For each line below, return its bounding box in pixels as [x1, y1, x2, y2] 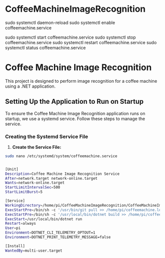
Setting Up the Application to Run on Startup [5, 97, 144, 106]
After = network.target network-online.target [5, 176, 98, 181]
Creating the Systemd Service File [5, 133, 88, 140]
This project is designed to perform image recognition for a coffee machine [5, 78, 157, 84]
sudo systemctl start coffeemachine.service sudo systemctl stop [5, 34, 136, 40]
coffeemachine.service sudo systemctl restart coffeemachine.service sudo [5, 39, 157, 45]
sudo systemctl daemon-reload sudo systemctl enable [5, 20, 115, 25]
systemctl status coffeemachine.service [5, 45, 86, 50]
